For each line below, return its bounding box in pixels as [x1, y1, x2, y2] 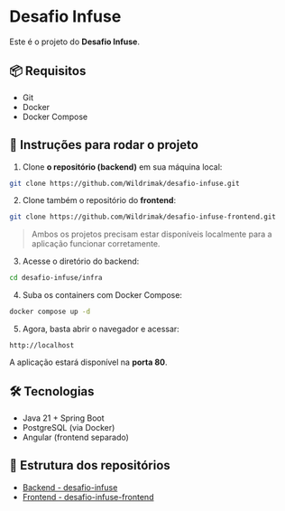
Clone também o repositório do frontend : [22, 195, 177, 206]
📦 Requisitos [9, 63, 87, 79]
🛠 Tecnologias [9, 384, 95, 399]
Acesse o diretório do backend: [22, 255, 140, 267]
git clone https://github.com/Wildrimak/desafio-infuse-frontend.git [9, 212, 277, 222]
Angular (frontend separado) [22, 432, 129, 442]
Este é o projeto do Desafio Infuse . [9, 36, 140, 47]
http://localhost [9, 341, 75, 350]
